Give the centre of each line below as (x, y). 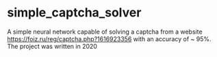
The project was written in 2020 (52, 46)
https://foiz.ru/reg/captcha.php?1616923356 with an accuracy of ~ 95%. (109, 38)
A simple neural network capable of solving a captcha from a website (105, 32)
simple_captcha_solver (74, 13)
